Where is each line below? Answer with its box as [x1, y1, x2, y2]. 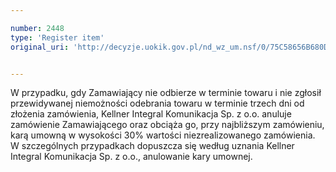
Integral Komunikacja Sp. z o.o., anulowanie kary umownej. [10, 151, 253, 163]
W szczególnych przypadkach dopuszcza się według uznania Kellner [10, 140, 295, 152]
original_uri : [10, 42, 70, 52]
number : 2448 [10, 23, 65, 33]
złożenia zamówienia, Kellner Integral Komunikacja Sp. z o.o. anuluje [10, 108, 292, 120]
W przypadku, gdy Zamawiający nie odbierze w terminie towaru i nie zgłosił [10, 87, 322, 99]
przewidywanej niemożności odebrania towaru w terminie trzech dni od [10, 97, 305, 110]
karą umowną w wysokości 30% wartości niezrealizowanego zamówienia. [10, 129, 316, 141]
